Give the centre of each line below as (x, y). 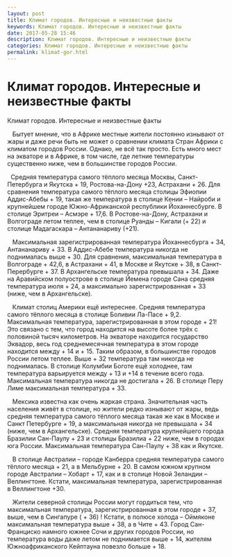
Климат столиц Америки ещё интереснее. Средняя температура (109, 307)
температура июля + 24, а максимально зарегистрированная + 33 (107, 286)
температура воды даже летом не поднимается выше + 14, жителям (109, 539)
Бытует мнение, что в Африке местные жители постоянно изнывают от (118, 134)
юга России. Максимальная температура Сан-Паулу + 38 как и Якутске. (115, 445)
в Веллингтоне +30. (36, 488)
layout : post (26, 14)
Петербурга (25, 184)
